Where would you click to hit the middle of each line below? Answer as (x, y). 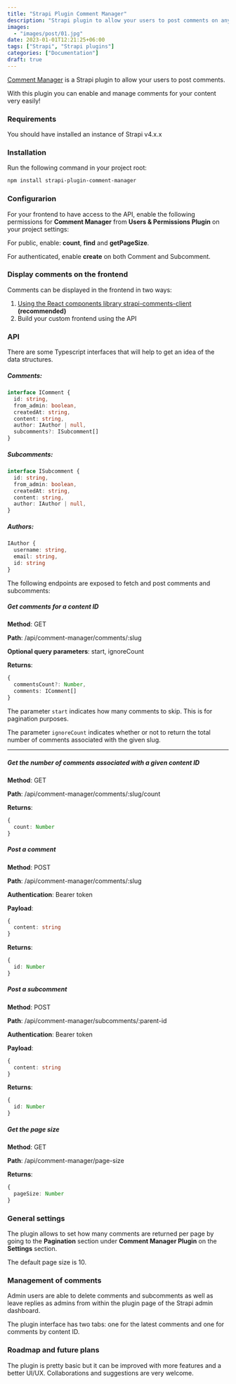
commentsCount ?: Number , (50, 685)
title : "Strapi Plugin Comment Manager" (67, 14)
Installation (27, 152)
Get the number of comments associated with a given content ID (104, 762)
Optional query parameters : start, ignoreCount (76, 652)
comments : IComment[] (45, 691)
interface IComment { (39, 393)
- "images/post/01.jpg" (48, 33)
